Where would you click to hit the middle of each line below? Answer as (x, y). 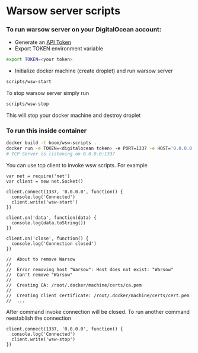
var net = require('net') (38, 176)
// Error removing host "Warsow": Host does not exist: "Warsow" (90, 270)
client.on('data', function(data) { (51, 218)
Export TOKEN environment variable (59, 49)
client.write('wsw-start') (45, 202)
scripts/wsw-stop (28, 104)
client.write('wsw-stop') (44, 339)
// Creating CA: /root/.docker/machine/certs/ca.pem (74, 285)
